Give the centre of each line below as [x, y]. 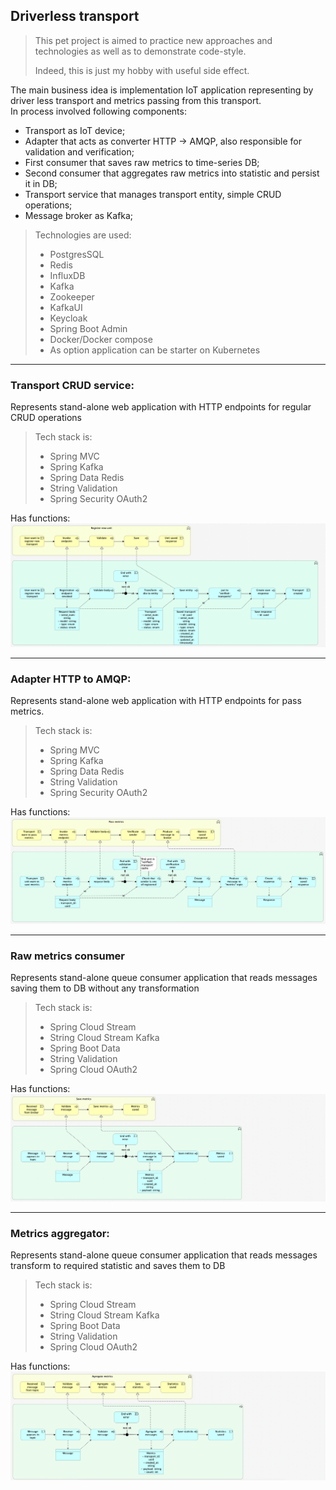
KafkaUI [66, 307]
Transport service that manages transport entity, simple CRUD [153, 194]
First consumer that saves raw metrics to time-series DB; [142, 162]
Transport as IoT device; [75, 130]
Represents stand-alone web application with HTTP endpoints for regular [161, 407]
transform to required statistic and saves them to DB [118, 1266]
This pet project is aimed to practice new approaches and [153, 40]
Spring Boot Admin [88, 328]
